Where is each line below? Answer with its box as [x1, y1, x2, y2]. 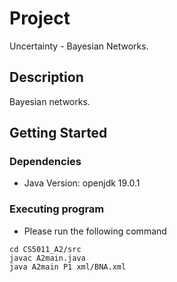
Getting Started [9, 125, 108, 142]
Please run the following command [23, 225, 167, 237]
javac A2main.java [9, 253, 86, 263]
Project [9, 7, 71, 30]
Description [9, 69, 84, 86]
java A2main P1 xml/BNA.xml [9, 262, 127, 272]
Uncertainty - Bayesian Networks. [9, 40, 149, 52]
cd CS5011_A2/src [9, 244, 82, 254]
